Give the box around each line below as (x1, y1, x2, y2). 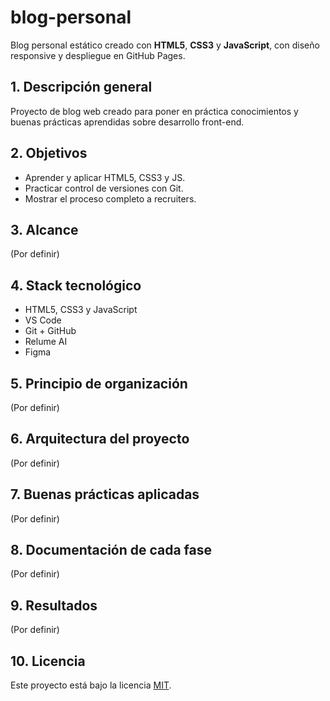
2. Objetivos (10, 145, 88, 162)
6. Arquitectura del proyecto (10, 431, 190, 448)
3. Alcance (10, 221, 79, 238)
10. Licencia (10, 652, 86, 670)
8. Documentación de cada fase (10, 542, 213, 559)
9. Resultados (10, 597, 98, 614)
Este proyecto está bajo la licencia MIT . (10, 679, 172, 691)
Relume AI (24, 336, 68, 348)
